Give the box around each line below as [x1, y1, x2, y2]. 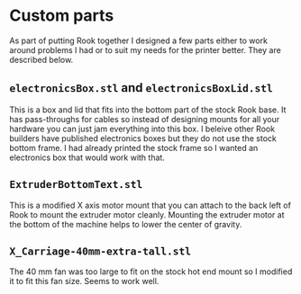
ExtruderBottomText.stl [9, 178, 143, 192]
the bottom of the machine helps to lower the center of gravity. [9, 218, 242, 229]
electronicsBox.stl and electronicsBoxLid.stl [9, 80, 273, 95]
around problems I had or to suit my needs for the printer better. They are [9, 44, 281, 55]
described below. [9, 54, 74, 65]
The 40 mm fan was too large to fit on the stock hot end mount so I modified [9, 266, 293, 277]
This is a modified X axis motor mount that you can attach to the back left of [9, 200, 291, 210]
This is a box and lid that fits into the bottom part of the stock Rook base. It [9, 104, 287, 115]
